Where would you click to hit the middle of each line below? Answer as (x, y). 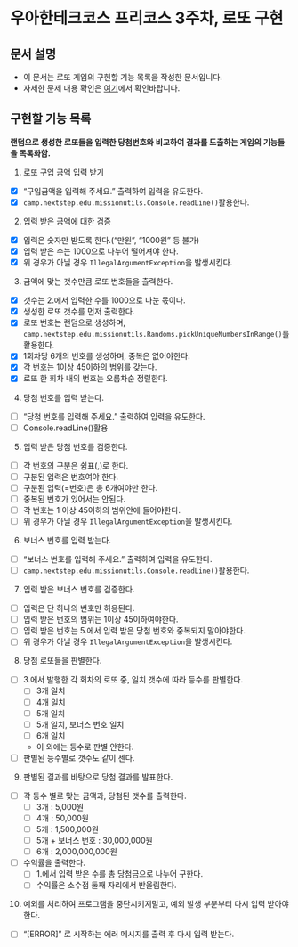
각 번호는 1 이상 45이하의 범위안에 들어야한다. (102, 510)
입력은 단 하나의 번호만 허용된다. (79, 608)
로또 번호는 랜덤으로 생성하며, (74, 322)
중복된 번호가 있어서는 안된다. (74, 499)
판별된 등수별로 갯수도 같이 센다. (79, 757)
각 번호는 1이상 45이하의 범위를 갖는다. (90, 367)
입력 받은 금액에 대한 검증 (67, 221)
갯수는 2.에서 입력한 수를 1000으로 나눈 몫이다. (104, 300)
